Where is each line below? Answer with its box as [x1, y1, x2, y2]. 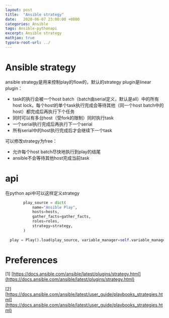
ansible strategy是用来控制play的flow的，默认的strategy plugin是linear [5, 79, 151, 85]
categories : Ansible [5, 21, 49, 27]
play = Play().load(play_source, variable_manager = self [10, 237, 129, 243]
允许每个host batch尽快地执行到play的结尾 [12, 149, 101, 155]
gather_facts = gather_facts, [32, 214, 92, 219]
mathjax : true [5, 36, 35, 41]
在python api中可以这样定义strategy [5, 190, 79, 196]
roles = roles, [32, 219, 59, 224]
